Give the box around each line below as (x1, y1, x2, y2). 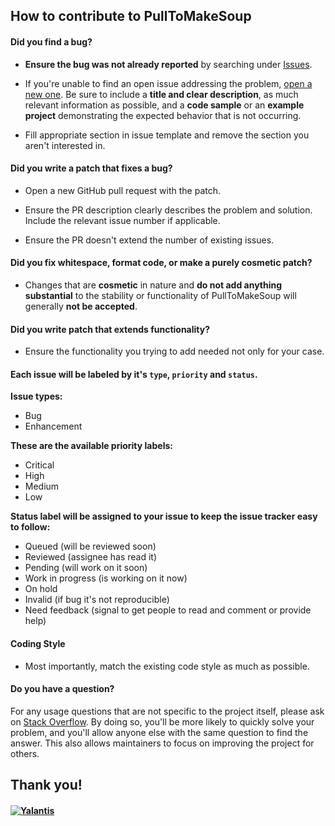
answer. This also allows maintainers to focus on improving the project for (10, 737, 315, 749)
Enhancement (24, 420, 83, 433)
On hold (24, 583, 58, 595)
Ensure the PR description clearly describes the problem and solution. (24, 204, 313, 216)
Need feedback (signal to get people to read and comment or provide (24, 604, 312, 616)
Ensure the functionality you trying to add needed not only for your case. (24, 345, 325, 358)
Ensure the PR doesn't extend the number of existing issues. (24, 234, 275, 246)
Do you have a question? (10, 683, 115, 695)
